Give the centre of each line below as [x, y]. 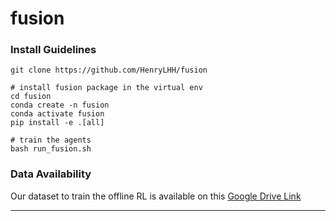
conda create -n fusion [60, 105]
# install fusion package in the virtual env [106, 88]
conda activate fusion [57, 114]
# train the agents [51, 140]
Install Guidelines [53, 50]
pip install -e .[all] [57, 123]
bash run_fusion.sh [51, 149]
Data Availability [51, 174]
